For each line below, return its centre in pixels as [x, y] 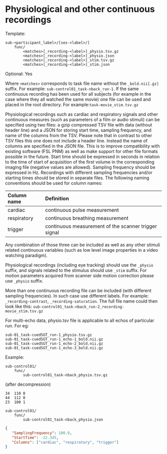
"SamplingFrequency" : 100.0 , [42, 433]
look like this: [19, 306]
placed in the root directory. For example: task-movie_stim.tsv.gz [72, 104]
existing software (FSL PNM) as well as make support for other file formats [82, 151]
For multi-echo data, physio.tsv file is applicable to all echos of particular [80, 320]
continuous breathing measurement [87, 218]
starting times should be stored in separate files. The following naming [77, 177]
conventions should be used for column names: [54, 183]
